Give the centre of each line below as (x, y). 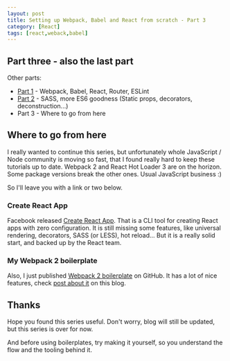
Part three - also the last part (70, 61)
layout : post (26, 14)
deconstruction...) (43, 106)
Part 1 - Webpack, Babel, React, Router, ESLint (83, 92)
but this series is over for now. (50, 329)
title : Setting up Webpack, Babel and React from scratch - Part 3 (107, 20)
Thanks (24, 305)
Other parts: (24, 78)
